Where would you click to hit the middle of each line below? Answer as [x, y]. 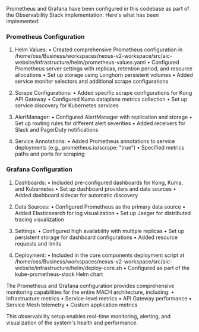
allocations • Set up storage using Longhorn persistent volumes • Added [104, 75]
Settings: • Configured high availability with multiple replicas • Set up [99, 231]
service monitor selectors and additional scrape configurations [91, 81]
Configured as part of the [159, 268]
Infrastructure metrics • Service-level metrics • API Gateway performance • [99, 298]
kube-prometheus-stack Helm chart [59, 274]
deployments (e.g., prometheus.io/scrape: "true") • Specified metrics [99, 148]
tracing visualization [39, 219]
